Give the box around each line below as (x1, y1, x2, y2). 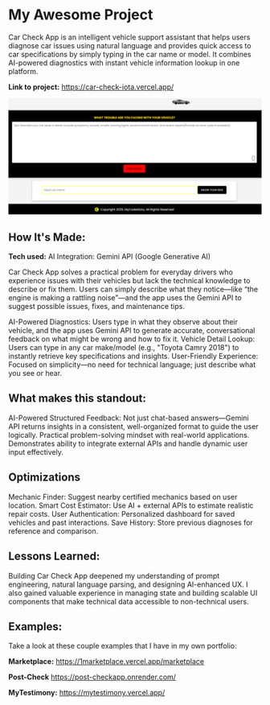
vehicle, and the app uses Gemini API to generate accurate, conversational (8, 326, 256, 336)
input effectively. (8, 447, 64, 456)
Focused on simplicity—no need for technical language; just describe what (8, 360, 256, 369)
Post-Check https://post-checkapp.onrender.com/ (8, 672, 177, 682)
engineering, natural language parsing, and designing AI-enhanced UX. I (8, 579, 248, 589)
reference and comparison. (8, 526, 99, 536)
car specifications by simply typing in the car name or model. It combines (8, 49, 252, 59)
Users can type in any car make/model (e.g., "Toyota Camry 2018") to (8, 343, 239, 352)
